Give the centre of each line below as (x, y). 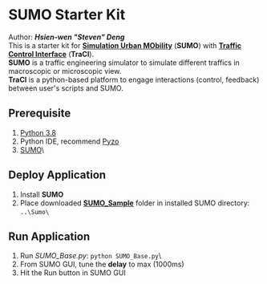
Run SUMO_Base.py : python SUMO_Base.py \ (91, 256)
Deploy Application (57, 175)
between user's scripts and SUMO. (66, 88)
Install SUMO (42, 194)
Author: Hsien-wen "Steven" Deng (67, 37)
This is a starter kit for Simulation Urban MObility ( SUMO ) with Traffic (125, 45)
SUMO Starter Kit (67, 15)
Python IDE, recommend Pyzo (69, 141)
